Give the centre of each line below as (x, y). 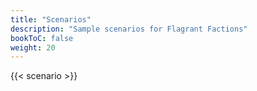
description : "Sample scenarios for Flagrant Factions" (129, 29)
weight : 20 (33, 47)
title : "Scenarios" (51, 19)
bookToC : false (42, 38)
